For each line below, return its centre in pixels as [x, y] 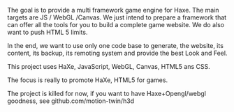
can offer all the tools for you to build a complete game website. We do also [116, 25]
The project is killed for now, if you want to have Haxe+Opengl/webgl [107, 94]
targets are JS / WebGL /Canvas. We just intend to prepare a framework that [117, 17]
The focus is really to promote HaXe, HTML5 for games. [88, 80]
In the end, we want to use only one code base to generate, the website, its [115, 46]
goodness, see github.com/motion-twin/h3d [71, 101]
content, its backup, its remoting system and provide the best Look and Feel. [117, 53]
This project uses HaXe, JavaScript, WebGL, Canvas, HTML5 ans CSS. [109, 66]
